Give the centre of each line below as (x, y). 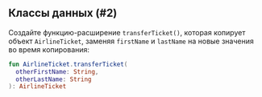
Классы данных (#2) (63, 13)
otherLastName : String (54, 79)
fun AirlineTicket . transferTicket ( (68, 64)
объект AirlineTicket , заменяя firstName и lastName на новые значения (131, 41)
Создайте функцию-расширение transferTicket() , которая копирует (127, 32)
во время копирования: (49, 49)
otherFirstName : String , (57, 71)
